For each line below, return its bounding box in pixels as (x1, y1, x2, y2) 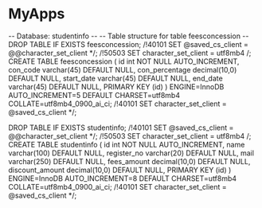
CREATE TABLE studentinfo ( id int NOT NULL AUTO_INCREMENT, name (8, 139, 245, 149)
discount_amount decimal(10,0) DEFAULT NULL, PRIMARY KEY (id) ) (8, 165, 232, 175)
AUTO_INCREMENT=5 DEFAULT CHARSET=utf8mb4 (8, 90, 181, 100)
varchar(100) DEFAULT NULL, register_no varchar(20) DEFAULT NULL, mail (8, 148, 255, 158)
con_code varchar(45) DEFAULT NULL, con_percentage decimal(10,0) (8, 65, 237, 74)
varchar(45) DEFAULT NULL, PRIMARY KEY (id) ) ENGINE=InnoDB (8, 81, 225, 92)
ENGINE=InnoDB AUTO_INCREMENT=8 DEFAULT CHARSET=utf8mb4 (8, 173, 237, 183)
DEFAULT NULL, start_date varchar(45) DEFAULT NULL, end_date (8, 73, 223, 83)
